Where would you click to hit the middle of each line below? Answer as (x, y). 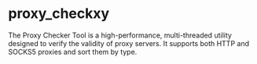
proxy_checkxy (59, 14)
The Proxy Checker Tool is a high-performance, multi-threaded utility (120, 35)
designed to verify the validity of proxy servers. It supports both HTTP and (129, 43)
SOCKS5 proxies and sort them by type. (73, 52)
